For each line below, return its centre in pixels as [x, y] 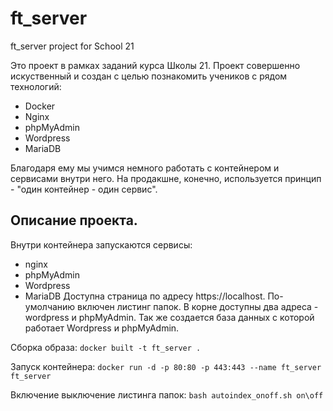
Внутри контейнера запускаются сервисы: [101, 244]
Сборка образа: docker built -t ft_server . [106, 347]
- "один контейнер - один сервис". [84, 189]
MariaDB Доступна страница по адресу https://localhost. [145, 296]
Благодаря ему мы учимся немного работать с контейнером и [145, 168]
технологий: [36, 86]
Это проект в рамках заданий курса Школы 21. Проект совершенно [155, 65]
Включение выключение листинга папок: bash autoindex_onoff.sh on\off [167, 394]
